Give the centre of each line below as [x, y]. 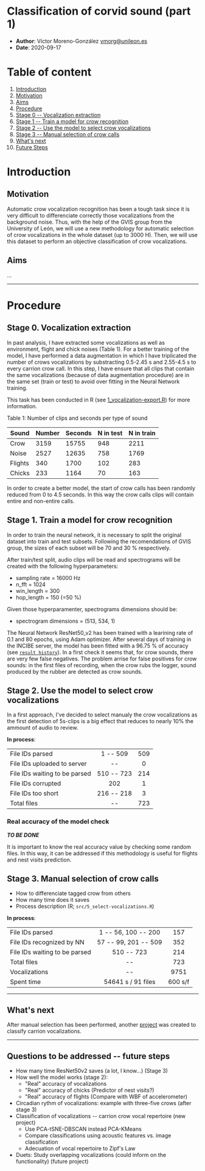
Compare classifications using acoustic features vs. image [98, 1136]
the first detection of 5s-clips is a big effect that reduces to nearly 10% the [100, 721]
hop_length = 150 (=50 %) [48, 597]
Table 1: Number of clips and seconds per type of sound [77, 418]
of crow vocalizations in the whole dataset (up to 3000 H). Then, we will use [102, 235]
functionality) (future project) [52, 1161]
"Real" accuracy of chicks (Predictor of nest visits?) [89, 1090]
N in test [110, 433]
